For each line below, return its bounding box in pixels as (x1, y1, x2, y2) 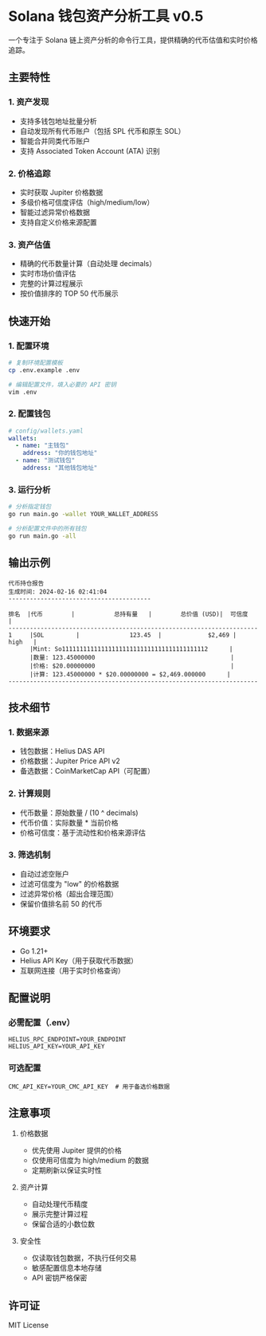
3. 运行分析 (8, 484, 51, 495)
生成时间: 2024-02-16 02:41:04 (8, 587, 108, 596)
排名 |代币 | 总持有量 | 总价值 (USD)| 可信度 (8, 610, 248, 618)
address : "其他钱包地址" (22, 464, 98, 472)
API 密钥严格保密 (31, 1273, 88, 1283)
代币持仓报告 (8, 579, 45, 587)
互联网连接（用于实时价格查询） (19, 966, 125, 975)
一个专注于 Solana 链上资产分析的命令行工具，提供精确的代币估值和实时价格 (8, 35, 258, 45)
